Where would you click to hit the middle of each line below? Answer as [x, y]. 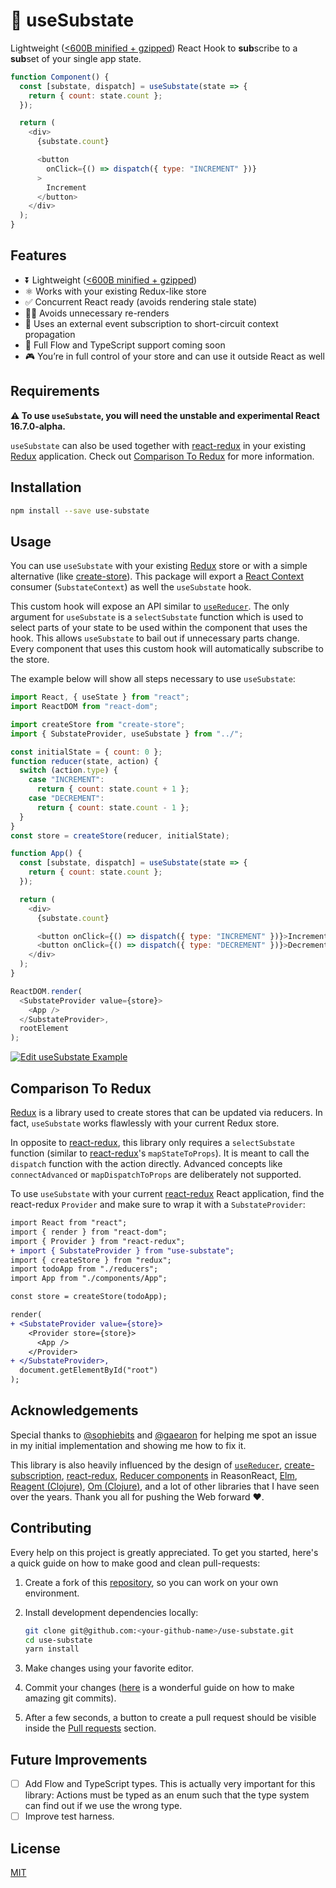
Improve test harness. [69, 1816]
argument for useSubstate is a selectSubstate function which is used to [157, 617]
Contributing [51, 1528]
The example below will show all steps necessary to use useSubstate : [153, 679]
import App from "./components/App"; [89, 1279]
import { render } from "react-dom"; [89, 1232]
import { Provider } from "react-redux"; [98, 1241]
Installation [46, 487]
